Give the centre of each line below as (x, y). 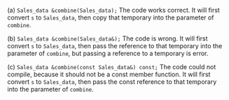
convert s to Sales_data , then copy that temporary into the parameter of (111, 17)
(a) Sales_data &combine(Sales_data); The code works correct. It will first (114, 10)
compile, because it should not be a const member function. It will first (109, 74)
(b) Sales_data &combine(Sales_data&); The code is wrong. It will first (107, 38)
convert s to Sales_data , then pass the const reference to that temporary (112, 82)
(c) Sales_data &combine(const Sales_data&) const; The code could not (112, 67)
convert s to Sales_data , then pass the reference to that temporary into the (115, 46)
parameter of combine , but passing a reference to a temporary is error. (108, 53)
